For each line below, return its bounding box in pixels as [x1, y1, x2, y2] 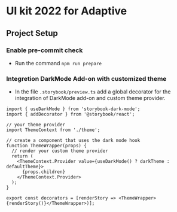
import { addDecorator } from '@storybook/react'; [6, 111, 135, 117]
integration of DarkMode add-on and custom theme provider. [14, 95, 166, 102]
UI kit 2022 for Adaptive [6, 4, 127, 18]
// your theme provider [6, 122, 66, 128]
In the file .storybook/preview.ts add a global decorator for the [14, 88, 171, 95]
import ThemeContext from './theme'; [6, 127, 100, 133]
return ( [11, 153, 33, 159]
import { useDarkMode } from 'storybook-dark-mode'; [6, 106, 141, 112]
